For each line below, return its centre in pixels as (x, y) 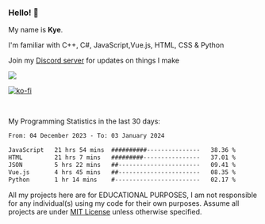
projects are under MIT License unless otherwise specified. (105, 211)
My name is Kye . (36, 30)
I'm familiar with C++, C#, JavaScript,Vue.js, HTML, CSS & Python (116, 45)
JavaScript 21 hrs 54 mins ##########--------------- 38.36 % (122, 150)
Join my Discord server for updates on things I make (94, 61)
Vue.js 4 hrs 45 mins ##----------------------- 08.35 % (122, 172)
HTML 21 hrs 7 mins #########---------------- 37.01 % (122, 158)
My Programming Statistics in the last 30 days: (84, 121)
